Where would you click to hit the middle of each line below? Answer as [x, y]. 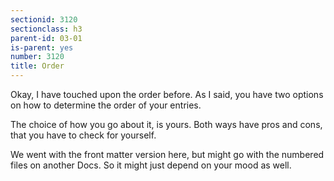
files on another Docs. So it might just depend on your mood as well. [151, 165]
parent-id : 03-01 [46, 38]
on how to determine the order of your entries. [106, 105]
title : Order [37, 66]
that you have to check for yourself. [83, 135]
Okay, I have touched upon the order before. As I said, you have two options [167, 94]
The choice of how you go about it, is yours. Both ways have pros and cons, [166, 124]
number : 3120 [37, 57]
